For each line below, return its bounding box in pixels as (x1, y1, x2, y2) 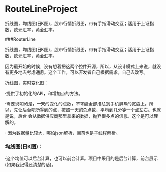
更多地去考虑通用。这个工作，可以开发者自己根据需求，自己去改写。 (9, 69, 148, 75)
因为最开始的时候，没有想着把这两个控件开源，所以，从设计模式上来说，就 (5, 63, 157, 69)
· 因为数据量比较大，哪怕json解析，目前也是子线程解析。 (5, 130, 120, 136)
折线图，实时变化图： (5, 80, 48, 86)
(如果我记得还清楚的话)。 (5, 162, 56, 168)
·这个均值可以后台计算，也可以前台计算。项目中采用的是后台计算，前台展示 (5, 155, 158, 161)
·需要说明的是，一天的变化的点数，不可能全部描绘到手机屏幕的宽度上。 (5, 101, 150, 106)
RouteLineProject (5, 3, 78, 15)
